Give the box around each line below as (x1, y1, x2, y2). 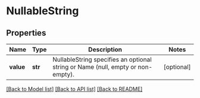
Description (88, 46, 123, 53)
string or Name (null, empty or (52, 63, 137, 71)
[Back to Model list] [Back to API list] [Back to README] (6, 86, 143, 93)
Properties (6, 28, 46, 38)
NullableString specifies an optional (52, 55, 152, 64)
